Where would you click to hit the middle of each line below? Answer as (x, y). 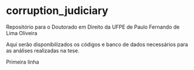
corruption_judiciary (57, 11)
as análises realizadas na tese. (43, 50)
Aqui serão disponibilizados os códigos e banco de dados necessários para (97, 44)
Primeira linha (22, 62)
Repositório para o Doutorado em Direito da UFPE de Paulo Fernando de (93, 27)
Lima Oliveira (22, 33)
